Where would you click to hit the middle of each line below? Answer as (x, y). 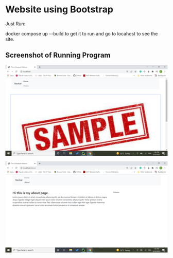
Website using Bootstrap (59, 10)
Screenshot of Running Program (58, 55)
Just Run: (15, 24)
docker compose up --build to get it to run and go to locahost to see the (82, 33)
